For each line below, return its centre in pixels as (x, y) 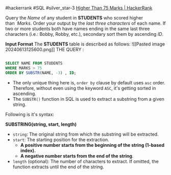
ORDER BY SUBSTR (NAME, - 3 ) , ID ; (41, 73)
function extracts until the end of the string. (58, 167)
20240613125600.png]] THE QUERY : (45, 49)
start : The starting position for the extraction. (61, 139)
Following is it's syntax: (30, 114)
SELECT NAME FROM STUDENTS (34, 63)
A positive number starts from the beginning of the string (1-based (92, 145)
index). (28, 150)
